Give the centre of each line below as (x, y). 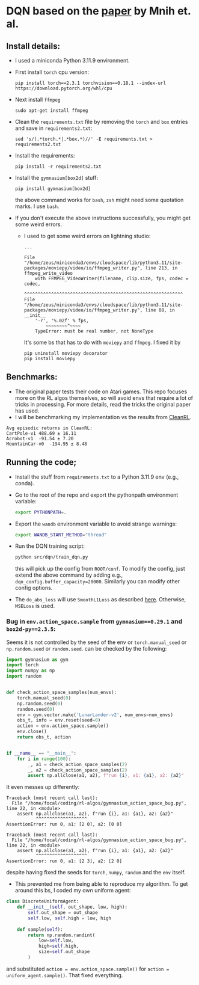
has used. (27, 411)
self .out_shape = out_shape (63, 913)
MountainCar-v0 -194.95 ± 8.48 (47, 444)
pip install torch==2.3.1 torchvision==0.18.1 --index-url (90, 83)
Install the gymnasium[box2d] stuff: (56, 178)
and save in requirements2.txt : (54, 128)
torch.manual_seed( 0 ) (44, 698)
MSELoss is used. (35, 606)
